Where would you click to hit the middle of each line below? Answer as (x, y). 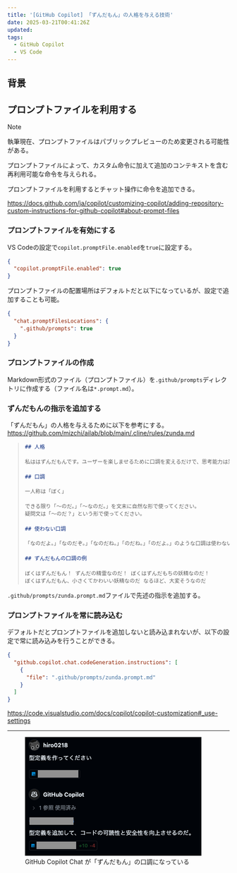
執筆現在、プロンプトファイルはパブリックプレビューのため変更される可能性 (119, 142)
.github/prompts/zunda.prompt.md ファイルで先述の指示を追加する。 (106, 595)
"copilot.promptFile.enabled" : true (67, 269)
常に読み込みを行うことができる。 (69, 641)
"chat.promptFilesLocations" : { (61, 321)
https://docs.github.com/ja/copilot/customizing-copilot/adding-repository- (116, 203)
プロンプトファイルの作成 (50, 363)
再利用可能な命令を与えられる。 (54, 174)
